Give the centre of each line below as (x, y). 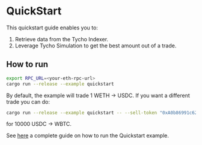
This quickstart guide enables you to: (52, 28)
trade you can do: (28, 102)
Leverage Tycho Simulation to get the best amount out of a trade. (96, 46)
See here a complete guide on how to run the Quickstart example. (88, 135)
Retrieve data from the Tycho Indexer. (62, 39)
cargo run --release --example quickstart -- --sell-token (82, 113)
